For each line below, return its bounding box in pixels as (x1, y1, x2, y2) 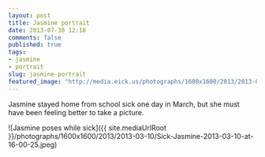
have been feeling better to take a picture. (8, 107, 144, 117)
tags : (8, 48, 26, 56)
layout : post (8, 11, 51, 20)
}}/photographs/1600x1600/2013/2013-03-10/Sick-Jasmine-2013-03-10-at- (8, 131, 254, 140)
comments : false (8, 33, 62, 42)
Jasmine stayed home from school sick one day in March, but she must (8, 99, 241, 109)
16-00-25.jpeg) (8, 140, 58, 149)
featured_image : (8, 77, 62, 85)
